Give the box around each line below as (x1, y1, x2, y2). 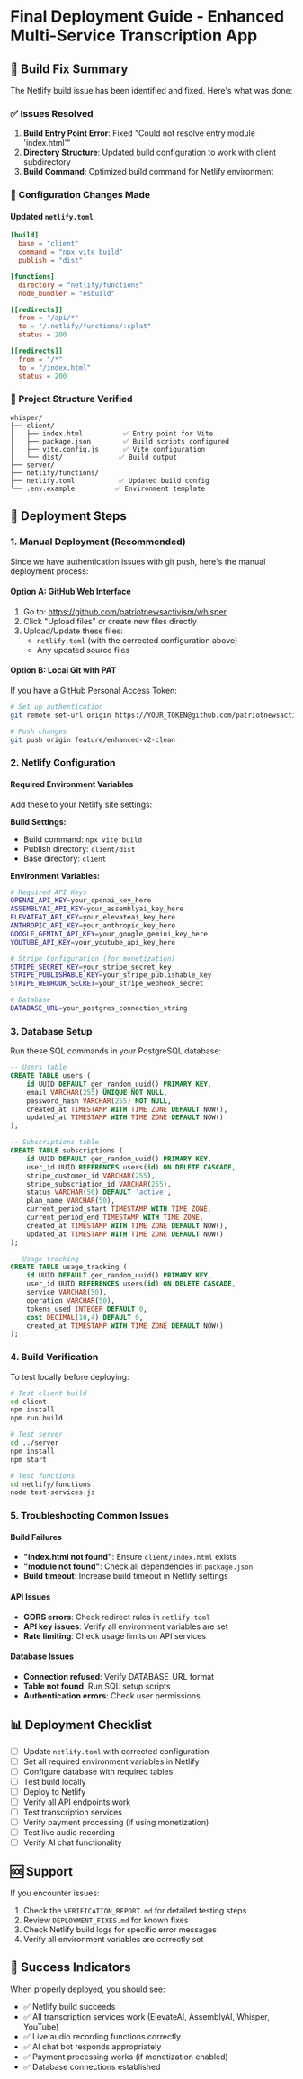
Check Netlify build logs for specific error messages (22, 1924, 217, 1935)
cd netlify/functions (10, 1480, 92, 1489)
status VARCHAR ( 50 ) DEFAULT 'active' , (26, 1187, 172, 1197)
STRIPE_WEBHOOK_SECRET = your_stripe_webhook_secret (10, 979, 204, 989)
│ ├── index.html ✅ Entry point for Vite (10, 429, 214, 438)
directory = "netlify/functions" (18, 281, 144, 290)
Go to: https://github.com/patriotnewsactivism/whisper (22, 605, 227, 617)
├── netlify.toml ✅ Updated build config (10, 476, 209, 485)
